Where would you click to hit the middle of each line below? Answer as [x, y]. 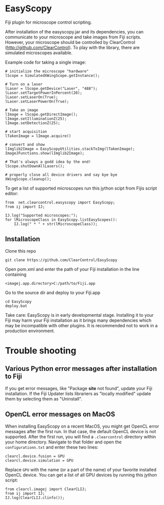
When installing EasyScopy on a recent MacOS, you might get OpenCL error [82, 426]
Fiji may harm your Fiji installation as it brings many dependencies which [78, 320]
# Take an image [22, 110]
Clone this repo [21, 251]
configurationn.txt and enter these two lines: [52, 447]
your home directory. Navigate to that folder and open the [63, 442]
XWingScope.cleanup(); [28, 179]
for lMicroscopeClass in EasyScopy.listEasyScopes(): [61, 220]
